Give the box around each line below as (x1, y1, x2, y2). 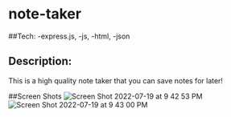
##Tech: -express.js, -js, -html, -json (8, 31, 130, 41)
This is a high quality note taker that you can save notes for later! (8, 75, 224, 85)
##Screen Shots (8, 91, 62, 101)
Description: (8, 54, 72, 68)
